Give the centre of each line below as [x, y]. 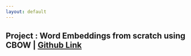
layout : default [26, 12]
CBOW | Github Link [44, 45]
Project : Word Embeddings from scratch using [95, 36]
